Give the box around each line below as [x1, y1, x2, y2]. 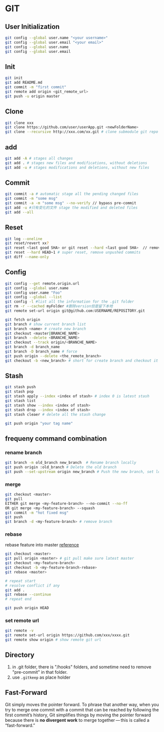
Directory [5, 651, 35, 659]
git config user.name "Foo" [5, 290, 62, 295]
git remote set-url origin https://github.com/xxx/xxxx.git [5, 633, 130, 638]
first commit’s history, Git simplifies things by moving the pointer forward [5, 712, 151, 718]
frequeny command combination [5, 434, 107, 443]
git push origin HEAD [5, 606, 49, 611]
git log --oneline [5, 236, 42, 241]
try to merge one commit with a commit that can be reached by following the [5, 707, 159, 712]
